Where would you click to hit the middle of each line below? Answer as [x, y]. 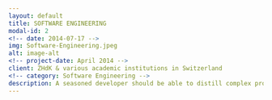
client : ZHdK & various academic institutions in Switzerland [115, 69]
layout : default [36, 16]
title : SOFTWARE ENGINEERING [57, 23]
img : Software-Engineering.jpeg [63, 46]
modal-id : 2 [28, 31]
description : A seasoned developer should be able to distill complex [130, 83]
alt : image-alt [34, 53]
